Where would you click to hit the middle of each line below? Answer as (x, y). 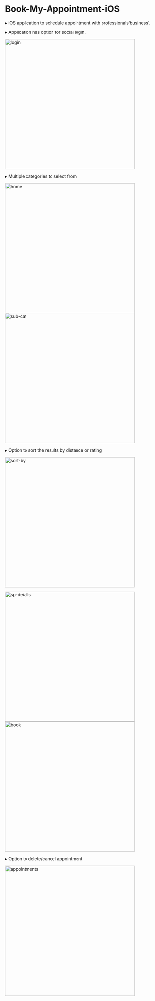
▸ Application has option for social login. (45, 32)
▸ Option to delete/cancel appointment (44, 859)
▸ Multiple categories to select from (41, 176)
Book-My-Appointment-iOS (63, 9)
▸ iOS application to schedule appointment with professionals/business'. (78, 23)
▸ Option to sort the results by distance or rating (53, 450)
